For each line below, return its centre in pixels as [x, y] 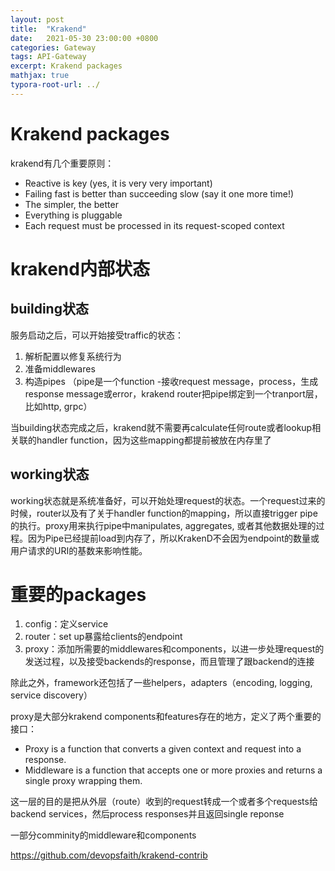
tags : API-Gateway [48, 57]
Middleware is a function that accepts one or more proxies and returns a [173, 770]
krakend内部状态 [80, 268]
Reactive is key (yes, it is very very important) [118, 183]
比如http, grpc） [58, 406]
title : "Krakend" [48, 29]
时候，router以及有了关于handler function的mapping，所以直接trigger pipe [164, 513]
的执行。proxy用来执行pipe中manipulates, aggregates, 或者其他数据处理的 [163, 525]
